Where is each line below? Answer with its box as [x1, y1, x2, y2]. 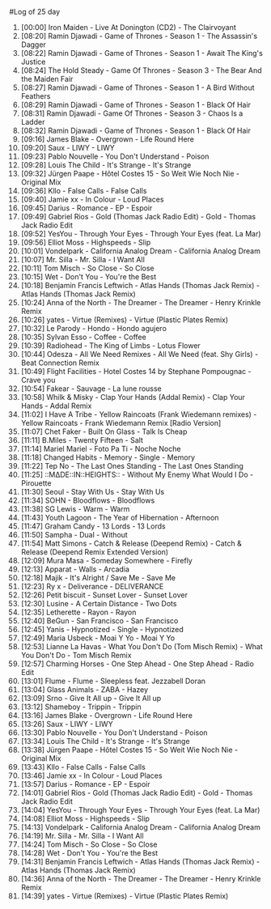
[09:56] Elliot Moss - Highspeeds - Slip [20, 238, 151, 247]
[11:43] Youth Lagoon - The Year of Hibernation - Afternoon [20, 513, 219, 522]
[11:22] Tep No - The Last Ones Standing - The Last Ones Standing [20, 461, 243, 470]
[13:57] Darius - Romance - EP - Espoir [20, 779, 150, 788]
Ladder [20, 117, 45, 126]
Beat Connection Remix [20, 358, 100, 367]
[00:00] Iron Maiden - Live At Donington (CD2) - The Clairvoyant [20, 23, 237, 32]
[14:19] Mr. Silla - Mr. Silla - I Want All [20, 831, 144, 840]
